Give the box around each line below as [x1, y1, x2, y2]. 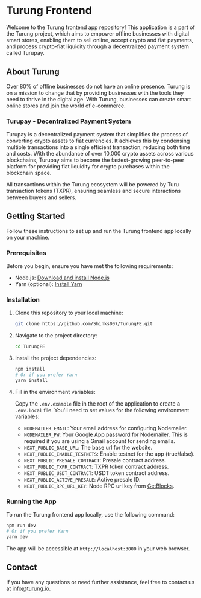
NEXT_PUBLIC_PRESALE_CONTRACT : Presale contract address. [23, 456, 167, 463]
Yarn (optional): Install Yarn [14, 281, 82, 288]
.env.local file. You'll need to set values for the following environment [14, 406, 190, 413]
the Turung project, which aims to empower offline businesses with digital [6, 30, 190, 37]
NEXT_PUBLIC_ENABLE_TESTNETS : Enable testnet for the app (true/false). [23, 450, 195, 457]
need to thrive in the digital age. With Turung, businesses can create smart [6, 95, 191, 103]
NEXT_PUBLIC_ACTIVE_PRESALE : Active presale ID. [23, 476, 141, 483]
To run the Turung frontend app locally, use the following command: [6, 511, 175, 518]
